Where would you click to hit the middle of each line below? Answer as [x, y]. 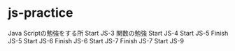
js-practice [41, 13]
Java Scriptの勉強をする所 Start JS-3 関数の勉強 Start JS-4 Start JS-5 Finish [118, 33]
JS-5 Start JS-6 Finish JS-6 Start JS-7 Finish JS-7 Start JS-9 [96, 41]
